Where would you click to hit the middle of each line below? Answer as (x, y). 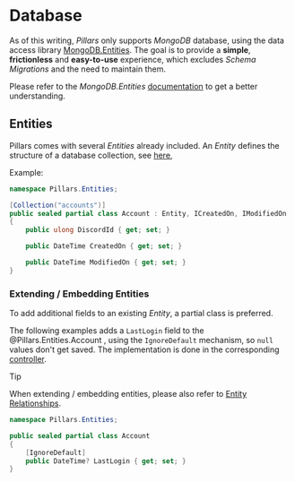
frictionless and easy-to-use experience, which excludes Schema (133, 59)
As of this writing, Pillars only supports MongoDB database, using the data (147, 40)
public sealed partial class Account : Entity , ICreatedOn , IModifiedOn (148, 213)
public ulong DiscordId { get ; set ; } (98, 230)
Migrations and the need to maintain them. (87, 69)
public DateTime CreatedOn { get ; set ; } (104, 246)
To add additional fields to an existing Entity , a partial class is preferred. (141, 314)
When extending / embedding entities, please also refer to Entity (128, 394)
